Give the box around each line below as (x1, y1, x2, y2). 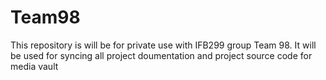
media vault (10, 60, 59, 72)
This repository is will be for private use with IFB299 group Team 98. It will (10, 39, 317, 51)
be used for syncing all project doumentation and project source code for (10, 49, 313, 61)
